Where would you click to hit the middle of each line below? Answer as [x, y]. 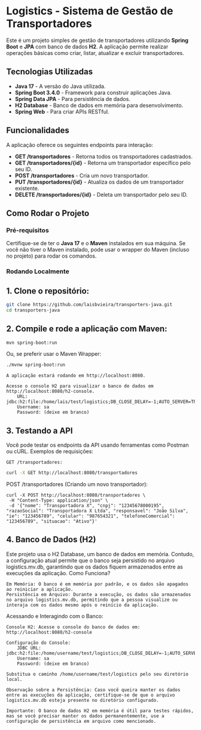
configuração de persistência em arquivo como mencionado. [81, 721]
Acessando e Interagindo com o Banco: [55, 616]
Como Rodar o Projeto [48, 213]
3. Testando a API [39, 431]
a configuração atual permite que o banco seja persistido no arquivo [90, 560]
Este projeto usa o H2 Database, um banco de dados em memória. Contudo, [100, 554]
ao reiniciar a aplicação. [40, 589]
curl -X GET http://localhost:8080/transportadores [72, 473]
